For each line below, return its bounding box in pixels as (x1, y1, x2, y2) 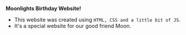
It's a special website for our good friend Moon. (14, 23, 132, 29)
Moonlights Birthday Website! (5, 5, 82, 12)
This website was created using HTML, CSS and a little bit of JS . (14, 16, 181, 23)
